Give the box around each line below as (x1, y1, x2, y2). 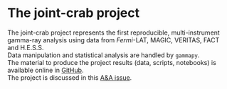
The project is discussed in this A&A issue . (7, 73, 132, 82)
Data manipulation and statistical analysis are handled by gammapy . (7, 51, 200, 59)
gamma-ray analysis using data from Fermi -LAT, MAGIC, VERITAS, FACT (7, 35, 220, 44)
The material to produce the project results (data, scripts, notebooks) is (7, 58, 217, 66)
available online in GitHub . (7, 66, 84, 74)
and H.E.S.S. (7, 43, 44, 52)
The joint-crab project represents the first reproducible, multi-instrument (7, 28, 221, 37)
